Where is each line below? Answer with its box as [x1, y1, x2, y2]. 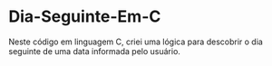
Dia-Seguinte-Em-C [8, 6, 161, 27]
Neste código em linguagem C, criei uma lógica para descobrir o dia [8, 36, 264, 47]
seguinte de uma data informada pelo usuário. [8, 45, 180, 56]
